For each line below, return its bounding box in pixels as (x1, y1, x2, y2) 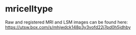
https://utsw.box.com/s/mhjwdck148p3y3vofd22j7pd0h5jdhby (5, 24, 131, 30)
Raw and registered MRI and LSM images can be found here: (5, 19, 128, 25)
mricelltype (5, 3, 53, 14)
